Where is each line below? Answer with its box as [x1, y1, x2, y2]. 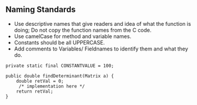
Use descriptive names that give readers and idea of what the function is [14, 20, 191, 27]
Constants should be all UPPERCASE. [14, 39, 105, 46]
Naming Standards [5, 5, 76, 15]
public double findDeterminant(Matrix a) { [5, 73, 114, 79]
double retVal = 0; [16, 78, 64, 84]
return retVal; [16, 88, 54, 94]
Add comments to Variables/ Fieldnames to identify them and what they [14, 45, 188, 52]
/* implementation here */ [18, 83, 85, 89]
